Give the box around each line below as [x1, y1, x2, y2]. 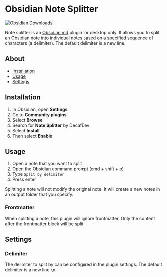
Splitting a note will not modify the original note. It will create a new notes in [5, 186, 160, 192]
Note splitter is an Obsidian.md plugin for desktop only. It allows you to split [5, 29, 160, 35]
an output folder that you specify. [5, 191, 74, 198]
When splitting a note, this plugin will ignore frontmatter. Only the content [5, 215, 155, 221]
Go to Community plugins [12, 111, 67, 118]
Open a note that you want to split [12, 161, 82, 167]
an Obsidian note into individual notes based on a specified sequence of [5, 35, 153, 41]
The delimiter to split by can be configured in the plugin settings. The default [5, 261, 162, 268]
